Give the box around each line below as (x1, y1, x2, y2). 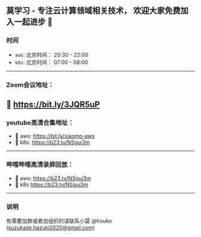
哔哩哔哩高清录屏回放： (6, 160, 74, 169)
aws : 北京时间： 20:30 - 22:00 (14, 51, 89, 58)
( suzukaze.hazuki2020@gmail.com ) (6, 224, 95, 231)
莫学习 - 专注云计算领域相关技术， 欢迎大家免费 (6, 5, 181, 16)
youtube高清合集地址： (6, 118, 74, 127)
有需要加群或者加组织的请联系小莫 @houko (6, 217, 112, 224)
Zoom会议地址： (6, 80, 54, 89)
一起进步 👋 (14, 17, 53, 27)
